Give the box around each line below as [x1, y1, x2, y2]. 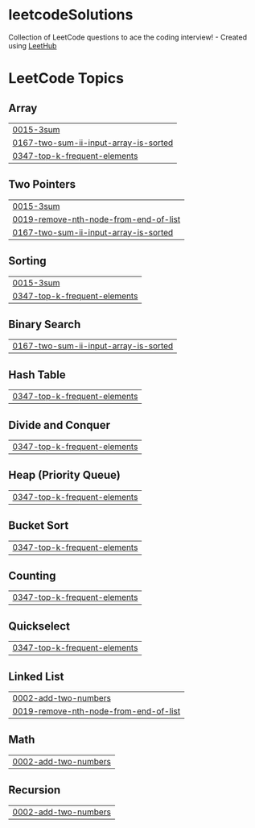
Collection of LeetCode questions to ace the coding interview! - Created [8, 32, 248, 42]
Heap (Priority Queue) [8, 468, 121, 482]
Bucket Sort [8, 518, 69, 533]
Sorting [8, 254, 47, 268]
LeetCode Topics [8, 69, 125, 88]
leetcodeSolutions [8, 6, 134, 24]
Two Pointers [8, 177, 76, 191]
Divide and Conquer [8, 418, 111, 432]
